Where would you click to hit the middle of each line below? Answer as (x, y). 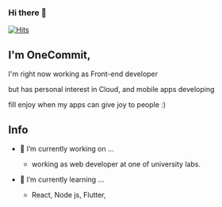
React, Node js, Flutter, (69, 194)
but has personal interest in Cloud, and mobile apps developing (111, 90)
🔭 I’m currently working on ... (67, 148)
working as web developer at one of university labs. (116, 164)
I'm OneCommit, (50, 55)
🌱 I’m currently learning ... (62, 179)
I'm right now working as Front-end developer (83, 74)
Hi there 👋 (28, 13)
